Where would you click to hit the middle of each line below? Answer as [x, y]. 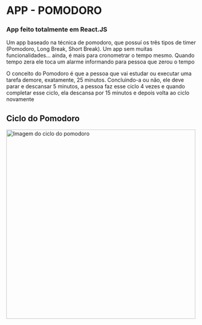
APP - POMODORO [54, 11]
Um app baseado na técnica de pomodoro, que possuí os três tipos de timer [101, 42]
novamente [20, 99]
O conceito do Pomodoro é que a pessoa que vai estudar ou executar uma [99, 74]
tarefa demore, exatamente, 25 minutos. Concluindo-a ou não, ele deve [95, 80]
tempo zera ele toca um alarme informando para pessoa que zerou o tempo [100, 62]
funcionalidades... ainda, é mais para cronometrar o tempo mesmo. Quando [100, 56]
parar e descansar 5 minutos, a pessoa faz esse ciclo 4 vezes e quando [96, 87]
